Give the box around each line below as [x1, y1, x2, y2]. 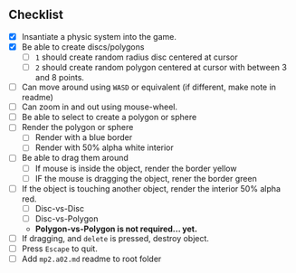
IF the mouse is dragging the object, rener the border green [34, 173, 257, 184]
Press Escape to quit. [21, 243, 99, 254]
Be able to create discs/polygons [21, 41, 145, 52]
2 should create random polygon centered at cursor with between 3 [34, 62, 287, 72]
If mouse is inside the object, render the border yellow [34, 163, 237, 174]
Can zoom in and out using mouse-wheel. [21, 101, 178, 112]
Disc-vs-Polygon [34, 212, 99, 224]
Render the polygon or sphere [21, 122, 134, 133]
